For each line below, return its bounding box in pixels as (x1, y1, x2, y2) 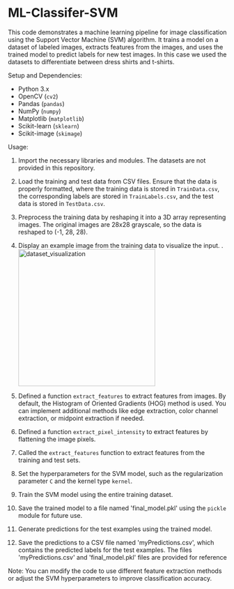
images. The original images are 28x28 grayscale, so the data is (17, 220, 202, 228)
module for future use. (17, 511, 83, 519)
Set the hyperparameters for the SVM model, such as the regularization (17, 469, 224, 477)
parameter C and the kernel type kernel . (17, 477, 133, 485)
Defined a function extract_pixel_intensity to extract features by (17, 427, 208, 435)
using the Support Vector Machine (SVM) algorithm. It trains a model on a (8, 35, 219, 43)
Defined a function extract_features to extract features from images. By (17, 392, 226, 400)
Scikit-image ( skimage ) (17, 129, 83, 137)
